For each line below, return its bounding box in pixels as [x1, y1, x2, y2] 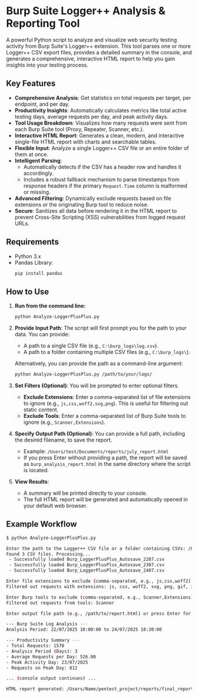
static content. [23, 406, 59, 413]
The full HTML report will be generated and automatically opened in [23, 496, 189, 503]
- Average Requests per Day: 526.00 [6, 654, 96, 660]
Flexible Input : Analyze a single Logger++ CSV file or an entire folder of [14, 144, 189, 151]
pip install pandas [14, 270, 63, 276]
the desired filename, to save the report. [14, 436, 113, 443]
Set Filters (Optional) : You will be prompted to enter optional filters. [14, 382, 180, 389]
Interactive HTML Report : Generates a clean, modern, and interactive [14, 132, 184, 139]
